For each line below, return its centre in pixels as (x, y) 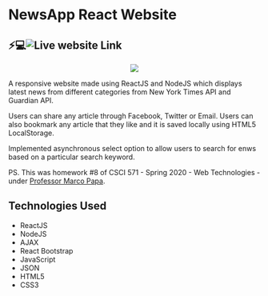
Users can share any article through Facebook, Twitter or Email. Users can (131, 116)
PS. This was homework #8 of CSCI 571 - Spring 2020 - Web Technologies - (134, 172)
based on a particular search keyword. (72, 157)
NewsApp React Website (93, 15)
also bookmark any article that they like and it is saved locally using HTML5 (132, 124)
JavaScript (38, 259)
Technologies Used (57, 206)
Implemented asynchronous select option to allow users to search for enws (132, 148)
